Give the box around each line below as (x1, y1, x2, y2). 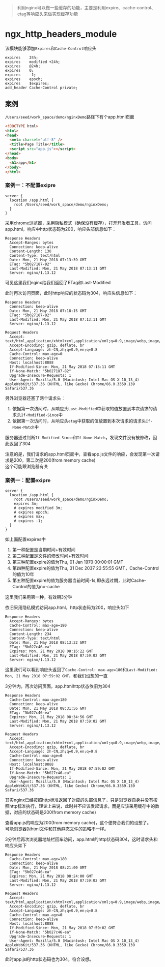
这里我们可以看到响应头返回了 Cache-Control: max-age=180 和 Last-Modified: (5, 666, 158, 672)
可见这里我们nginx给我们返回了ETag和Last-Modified (5, 279, 111, 285)
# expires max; (14, 514, 45, 519)
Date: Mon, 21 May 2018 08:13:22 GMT (9, 640, 87, 645)
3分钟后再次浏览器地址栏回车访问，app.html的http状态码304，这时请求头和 (5, 836, 158, 842)
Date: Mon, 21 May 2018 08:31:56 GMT (9, 706, 87, 711)
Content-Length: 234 (9, 632, 52, 636)
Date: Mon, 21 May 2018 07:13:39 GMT (9, 257, 87, 262)
